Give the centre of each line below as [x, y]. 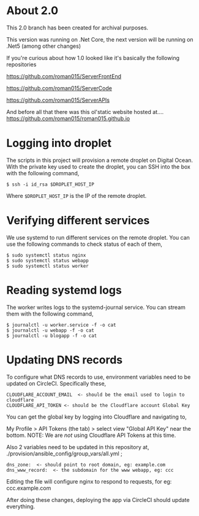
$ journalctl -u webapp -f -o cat [51, 330]
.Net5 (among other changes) [44, 46]
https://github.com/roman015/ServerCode [59, 88]
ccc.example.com [29, 488]
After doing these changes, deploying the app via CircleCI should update [98, 499]
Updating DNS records [65, 360]
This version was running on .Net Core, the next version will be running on [100, 39]
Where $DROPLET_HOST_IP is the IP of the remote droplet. [77, 195]
